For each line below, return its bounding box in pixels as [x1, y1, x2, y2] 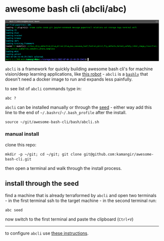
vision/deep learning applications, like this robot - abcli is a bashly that [5, 71, 148, 77]
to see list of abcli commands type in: [5, 85, 82, 91]
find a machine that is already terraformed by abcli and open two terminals [5, 192, 157, 198]
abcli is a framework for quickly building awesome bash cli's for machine [5, 66, 153, 72]
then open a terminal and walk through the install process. [5, 165, 122, 171]
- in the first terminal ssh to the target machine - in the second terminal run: [5, 198, 157, 203]
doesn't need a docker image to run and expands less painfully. [5, 76, 133, 82]
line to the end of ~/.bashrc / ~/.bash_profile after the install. [5, 109, 127, 115]
